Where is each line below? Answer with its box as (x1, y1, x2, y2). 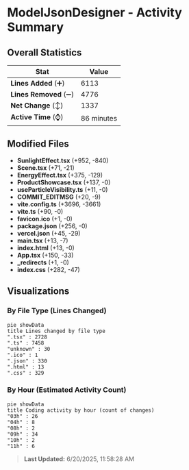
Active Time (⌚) (10, 112, 64, 121)
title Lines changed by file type (7, 327, 106, 334)
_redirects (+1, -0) (16, 258, 70, 267)
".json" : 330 (7, 358, 48, 364)
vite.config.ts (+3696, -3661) (16, 200, 101, 208)
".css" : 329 (7, 369, 45, 376)
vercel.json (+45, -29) (16, 229, 81, 237)
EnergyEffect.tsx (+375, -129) (16, 171, 103, 179)
